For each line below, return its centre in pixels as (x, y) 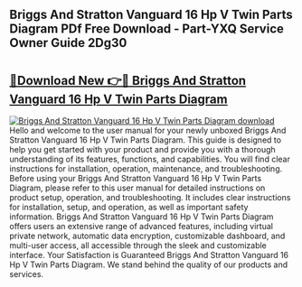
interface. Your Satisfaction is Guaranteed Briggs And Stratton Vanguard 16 (149, 255)
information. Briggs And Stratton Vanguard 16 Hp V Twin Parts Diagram (142, 217)
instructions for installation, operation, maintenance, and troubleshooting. (146, 169)
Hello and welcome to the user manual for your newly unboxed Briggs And (148, 130)
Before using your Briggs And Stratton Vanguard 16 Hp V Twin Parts (136, 178)
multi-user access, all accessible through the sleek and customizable (138, 245)
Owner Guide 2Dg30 (68, 43)
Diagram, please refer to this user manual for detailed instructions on (137, 188)
